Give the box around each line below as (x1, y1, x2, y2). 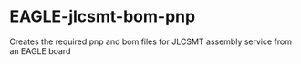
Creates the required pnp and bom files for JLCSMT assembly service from (9, 36, 292, 47)
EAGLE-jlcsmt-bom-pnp (9, 6, 196, 27)
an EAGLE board (9, 45, 71, 56)
